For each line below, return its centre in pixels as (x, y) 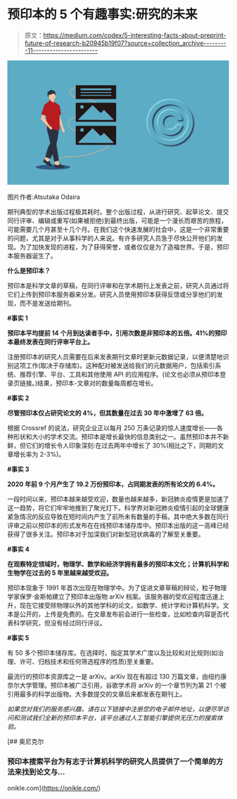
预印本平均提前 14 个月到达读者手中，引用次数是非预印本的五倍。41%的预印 (117, 333)
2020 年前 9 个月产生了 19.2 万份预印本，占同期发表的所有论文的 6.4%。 (113, 484)
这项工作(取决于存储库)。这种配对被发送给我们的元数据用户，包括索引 (114, 365)
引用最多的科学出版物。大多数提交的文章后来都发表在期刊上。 (97, 694)
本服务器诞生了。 (32, 256)
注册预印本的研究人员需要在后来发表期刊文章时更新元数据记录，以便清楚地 (115, 357)
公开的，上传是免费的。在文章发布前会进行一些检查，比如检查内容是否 (121, 614)
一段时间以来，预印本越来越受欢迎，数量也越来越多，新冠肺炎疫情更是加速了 (118, 499)
